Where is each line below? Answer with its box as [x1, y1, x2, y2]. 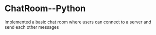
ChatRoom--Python [4, 3, 86, 14]
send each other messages [4, 24, 59, 30]
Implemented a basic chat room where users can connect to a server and [4, 19, 152, 25]
